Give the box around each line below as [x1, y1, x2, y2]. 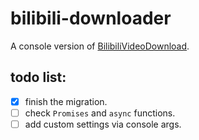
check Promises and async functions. [24, 107, 176, 119]
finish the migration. [24, 95, 108, 107]
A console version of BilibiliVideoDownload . [10, 40, 190, 52]
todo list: [10, 69, 67, 86]
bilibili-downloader [10, 7, 172, 30]
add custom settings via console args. [24, 118, 182, 130]
